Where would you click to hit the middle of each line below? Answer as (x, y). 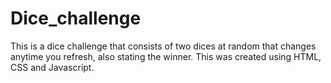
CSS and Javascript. (52, 67)
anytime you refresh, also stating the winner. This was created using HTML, (166, 56)
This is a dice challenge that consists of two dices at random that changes (163, 46)
